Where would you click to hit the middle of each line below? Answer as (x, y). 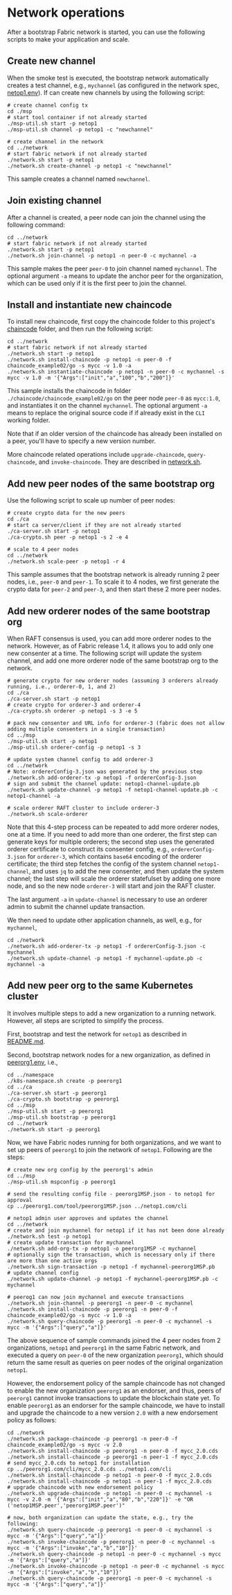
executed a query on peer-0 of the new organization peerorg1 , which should (115, 1355)
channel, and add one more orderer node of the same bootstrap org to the (113, 661)
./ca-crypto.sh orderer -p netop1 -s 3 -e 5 (72, 711)
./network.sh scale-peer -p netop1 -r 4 (66, 562)
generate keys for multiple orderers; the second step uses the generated (111, 842)
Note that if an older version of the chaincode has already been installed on (115, 434)
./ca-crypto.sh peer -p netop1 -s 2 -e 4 (68, 538)
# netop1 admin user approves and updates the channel (88, 1218)
